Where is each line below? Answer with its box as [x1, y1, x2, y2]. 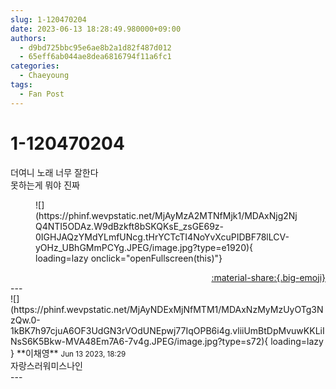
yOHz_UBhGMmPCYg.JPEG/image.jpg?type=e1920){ [35, 241, 254, 253]
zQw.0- [10, 314, 41, 326]
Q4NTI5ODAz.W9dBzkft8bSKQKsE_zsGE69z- [35, 220, 225, 232]
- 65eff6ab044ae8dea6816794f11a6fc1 [19, 52, 172, 62]
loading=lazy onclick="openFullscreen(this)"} [35, 252, 223, 264]
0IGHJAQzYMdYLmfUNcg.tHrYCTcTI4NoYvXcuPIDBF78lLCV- [35, 231, 290, 243]
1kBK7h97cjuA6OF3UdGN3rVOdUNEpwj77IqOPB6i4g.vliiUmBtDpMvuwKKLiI [10, 324, 325, 336]
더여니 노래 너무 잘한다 [10, 166, 99, 178]
